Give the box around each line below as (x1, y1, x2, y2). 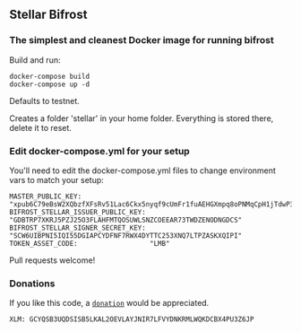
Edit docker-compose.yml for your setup (9, 144, 190, 157)
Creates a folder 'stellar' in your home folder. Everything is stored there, (9, 112, 274, 124)
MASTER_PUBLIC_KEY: (9, 192, 82, 201)
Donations (9, 277, 56, 290)
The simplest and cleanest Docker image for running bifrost (9, 34, 275, 47)
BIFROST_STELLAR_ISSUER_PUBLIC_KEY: (9, 207, 146, 216)
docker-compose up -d (9, 80, 90, 89)
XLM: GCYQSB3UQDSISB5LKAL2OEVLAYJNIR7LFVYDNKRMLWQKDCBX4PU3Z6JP (9, 315, 254, 324)
